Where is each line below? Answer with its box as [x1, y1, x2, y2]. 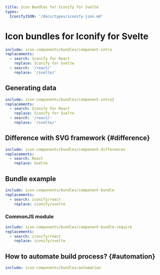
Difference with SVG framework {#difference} [5, 134, 150, 142]
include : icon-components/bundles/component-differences [5, 147, 126, 152]
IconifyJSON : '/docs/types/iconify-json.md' [9, 14, 103, 19]
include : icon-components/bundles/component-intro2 [5, 97, 114, 102]
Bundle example [5, 174, 56, 183]
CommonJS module [5, 213, 54, 220]
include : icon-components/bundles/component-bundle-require [5, 224, 133, 229]
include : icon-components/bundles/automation [5, 266, 101, 271]
